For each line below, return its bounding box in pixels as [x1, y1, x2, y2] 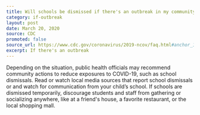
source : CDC [6, 31, 36, 37]
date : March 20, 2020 [6, 25, 60, 32]
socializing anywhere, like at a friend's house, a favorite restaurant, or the [6, 95, 186, 102]
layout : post [6, 20, 39, 26]
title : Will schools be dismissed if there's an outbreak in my [6, 8, 169, 15]
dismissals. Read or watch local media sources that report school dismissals [6, 76, 193, 83]
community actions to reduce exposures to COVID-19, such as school [6, 70, 177, 77]
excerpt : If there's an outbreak [6, 48, 89, 54]
